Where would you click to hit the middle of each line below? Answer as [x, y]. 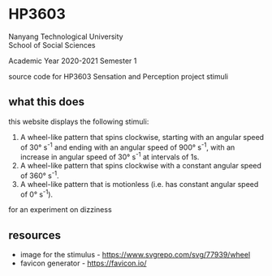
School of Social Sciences [52, 45]
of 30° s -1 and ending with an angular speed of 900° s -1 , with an [127, 146]
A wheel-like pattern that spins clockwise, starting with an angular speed [142, 137]
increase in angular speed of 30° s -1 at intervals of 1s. [110, 156]
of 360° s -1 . [39, 175]
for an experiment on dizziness [60, 210]
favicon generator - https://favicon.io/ [83, 263]
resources [35, 235]
